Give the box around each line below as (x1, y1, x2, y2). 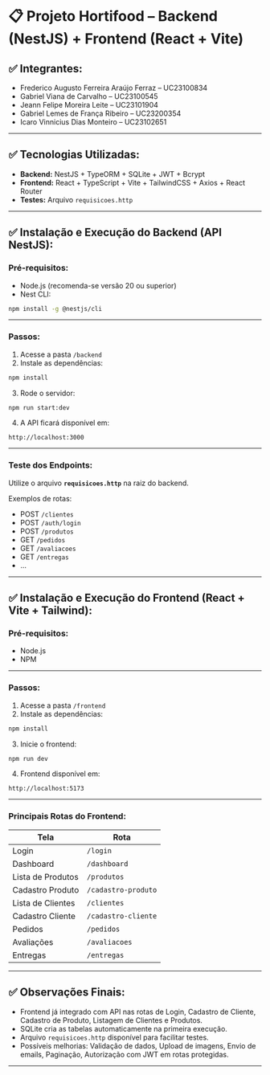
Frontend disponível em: (19, 769, 100, 779)
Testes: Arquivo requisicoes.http (19, 194, 133, 204)
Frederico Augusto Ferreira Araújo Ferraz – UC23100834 (19, 83, 208, 92)
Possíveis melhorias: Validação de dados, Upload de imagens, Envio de (19, 1040, 256, 1050)
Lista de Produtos (12, 871, 79, 882)
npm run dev (8, 754, 48, 762)
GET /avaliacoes (19, 543, 76, 553)
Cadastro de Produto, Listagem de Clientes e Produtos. (19, 1015, 203, 1025)
